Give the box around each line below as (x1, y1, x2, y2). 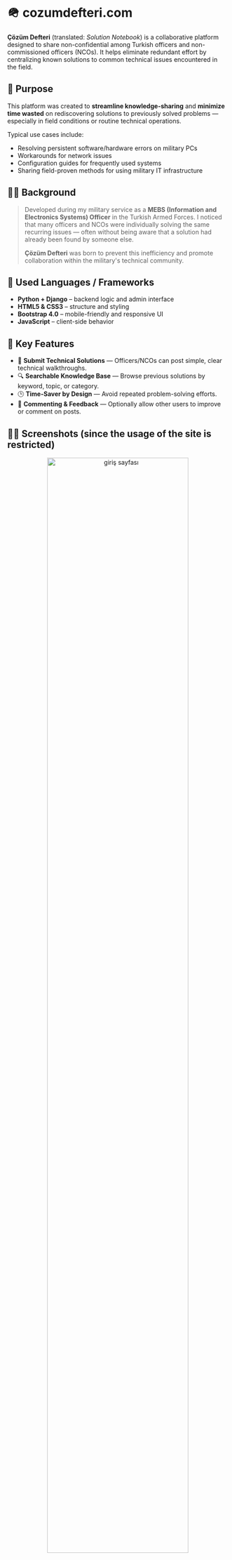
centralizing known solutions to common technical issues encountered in (7, 55, 218, 63)
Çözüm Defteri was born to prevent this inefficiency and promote (24, 249, 214, 257)
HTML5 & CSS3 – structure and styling (17, 303, 130, 311)
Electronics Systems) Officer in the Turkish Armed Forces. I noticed (24, 213, 222, 221)
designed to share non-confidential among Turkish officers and (7, 40, 191, 48)
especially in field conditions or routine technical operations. (7, 117, 182, 125)
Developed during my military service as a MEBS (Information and (24, 205, 217, 213)
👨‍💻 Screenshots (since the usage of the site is (7, 428, 212, 439)
